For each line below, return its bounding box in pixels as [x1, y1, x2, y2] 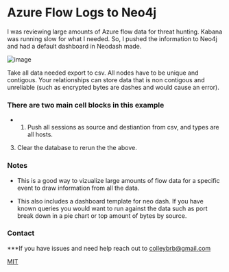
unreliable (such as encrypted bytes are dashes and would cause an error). [7, 83, 219, 91]
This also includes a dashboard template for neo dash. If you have [16, 197, 204, 205]
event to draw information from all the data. [16, 184, 140, 192]
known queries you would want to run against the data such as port [16, 204, 208, 212]
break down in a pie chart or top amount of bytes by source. [16, 211, 187, 220]
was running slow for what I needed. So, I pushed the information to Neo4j [7, 34, 217, 42]
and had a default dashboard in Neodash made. [7, 42, 142, 50]
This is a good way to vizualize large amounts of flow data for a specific [16, 176, 221, 184]
